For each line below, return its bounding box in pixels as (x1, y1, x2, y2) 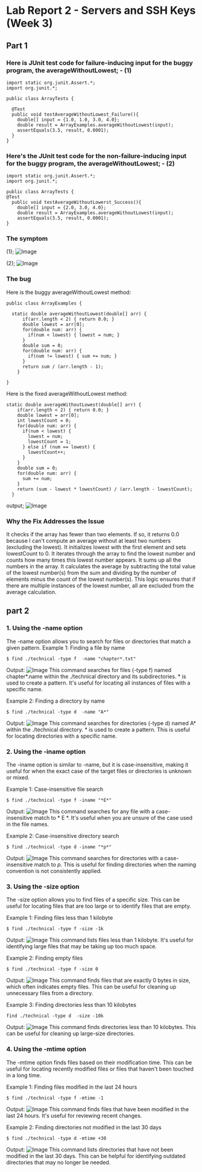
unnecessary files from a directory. (6, 990, 93, 997)
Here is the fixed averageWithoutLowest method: (6, 390, 128, 397)
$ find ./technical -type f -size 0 (6, 966, 98, 972)
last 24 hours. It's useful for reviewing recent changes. (6, 1112, 142, 1119)
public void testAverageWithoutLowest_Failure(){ (11, 111, 139, 118)
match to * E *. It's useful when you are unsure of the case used (34, 814, 193, 822)
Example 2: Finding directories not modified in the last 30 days (6, 1123, 162, 1131)
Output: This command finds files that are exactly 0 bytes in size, (6, 977, 191, 984)
